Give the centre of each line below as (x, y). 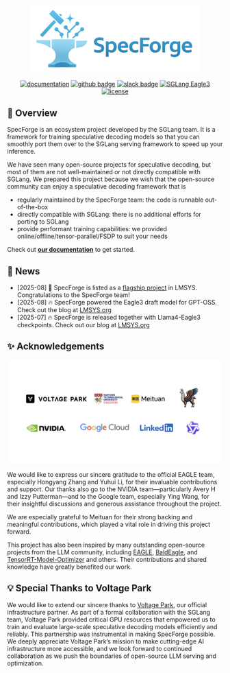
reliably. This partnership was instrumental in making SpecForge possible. (111, 634)
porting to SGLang (43, 222)
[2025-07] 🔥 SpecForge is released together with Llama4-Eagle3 (108, 318)
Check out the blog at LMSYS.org (64, 310)
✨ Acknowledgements (56, 347)
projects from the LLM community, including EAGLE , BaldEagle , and (102, 552)
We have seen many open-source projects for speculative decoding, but (109, 165)
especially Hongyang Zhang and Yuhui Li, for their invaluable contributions (112, 482)
